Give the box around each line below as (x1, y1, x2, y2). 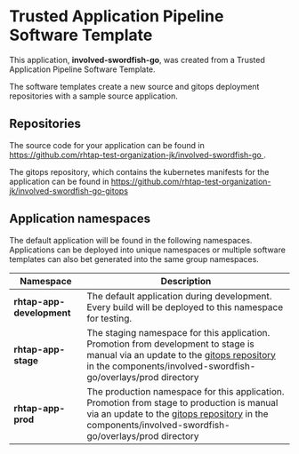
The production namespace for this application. (86, 385, 285, 397)
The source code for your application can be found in (9, 139, 205, 150)
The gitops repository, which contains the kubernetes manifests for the (9, 166, 270, 177)
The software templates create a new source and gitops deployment (9, 81, 260, 92)
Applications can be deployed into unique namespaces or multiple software (9, 244, 287, 255)
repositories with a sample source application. (9, 91, 178, 101)
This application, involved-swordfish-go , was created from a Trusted (9, 54, 265, 65)
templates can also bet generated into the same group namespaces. (9, 253, 260, 264)
